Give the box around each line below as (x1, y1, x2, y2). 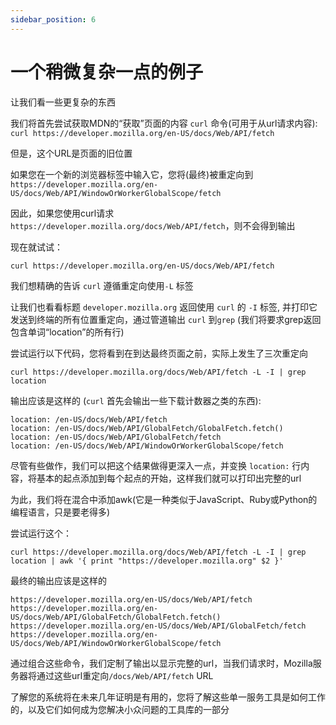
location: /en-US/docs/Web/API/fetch (10, 414, 168, 425)
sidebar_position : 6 (10, 14, 97, 25)
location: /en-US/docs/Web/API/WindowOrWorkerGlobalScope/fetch (10, 441, 284, 451)
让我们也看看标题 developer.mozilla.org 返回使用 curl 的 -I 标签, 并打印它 (10, 301, 318, 313)
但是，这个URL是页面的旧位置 (10, 147, 133, 159)
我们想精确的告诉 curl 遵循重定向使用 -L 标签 (10, 279, 194, 291)
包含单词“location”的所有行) (10, 326, 125, 338)
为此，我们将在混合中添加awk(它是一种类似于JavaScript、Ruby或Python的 (10, 493, 318, 505)
